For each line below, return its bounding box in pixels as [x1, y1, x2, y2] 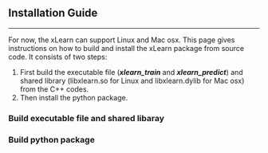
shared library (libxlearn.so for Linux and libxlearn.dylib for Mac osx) [19, 76, 245, 85]
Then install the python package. [19, 92, 128, 102]
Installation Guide [8, 6, 98, 20]
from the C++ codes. [19, 84, 89, 94]
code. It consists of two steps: [8, 52, 108, 61]
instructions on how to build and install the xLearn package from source [8, 43, 245, 53]
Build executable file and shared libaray [8, 112, 165, 124]
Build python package [8, 134, 96, 145]
